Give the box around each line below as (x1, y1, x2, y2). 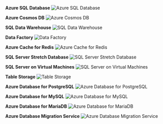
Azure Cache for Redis (5, 44, 54, 50)
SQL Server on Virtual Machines (5, 64, 75, 70)
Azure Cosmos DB (5, 15, 45, 20)
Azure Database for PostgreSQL (5, 84, 75, 89)
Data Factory (5, 35, 34, 40)
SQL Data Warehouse (5, 24, 51, 30)
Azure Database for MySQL (5, 94, 65, 99)
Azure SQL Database (5, 5, 50, 11)
